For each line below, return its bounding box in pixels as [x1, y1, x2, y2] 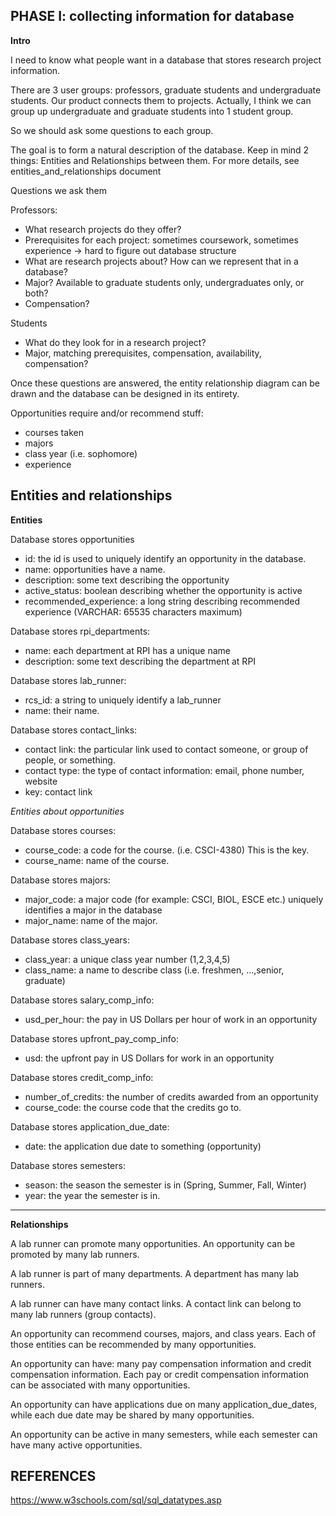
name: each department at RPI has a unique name [24, 644, 232, 656]
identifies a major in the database [24, 904, 163, 916]
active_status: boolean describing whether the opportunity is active [24, 584, 303, 596]
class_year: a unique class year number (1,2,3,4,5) [24, 953, 231, 965]
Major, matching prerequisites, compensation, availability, [24, 347, 262, 359]
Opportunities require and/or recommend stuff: [10, 407, 204, 419]
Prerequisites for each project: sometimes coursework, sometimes [24, 234, 299, 246]
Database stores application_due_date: [10, 1120, 170, 1133]
